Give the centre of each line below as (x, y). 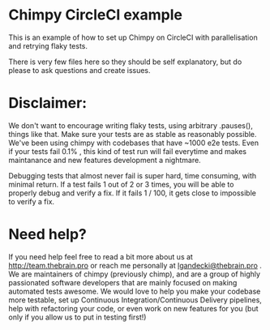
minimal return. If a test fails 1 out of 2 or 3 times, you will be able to (121, 184)
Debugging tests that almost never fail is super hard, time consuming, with (133, 175)
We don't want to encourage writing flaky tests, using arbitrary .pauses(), (131, 125)
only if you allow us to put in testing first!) (77, 317)
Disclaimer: (48, 103)
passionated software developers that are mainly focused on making (123, 282)
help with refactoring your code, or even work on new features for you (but (133, 308)
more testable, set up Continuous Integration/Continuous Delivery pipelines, (135, 300)
